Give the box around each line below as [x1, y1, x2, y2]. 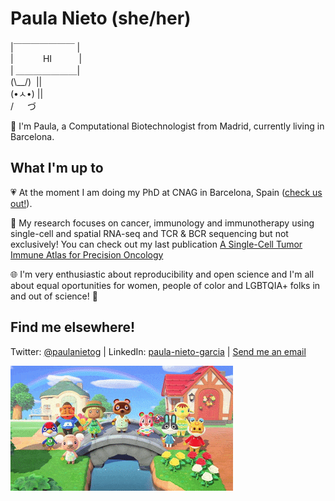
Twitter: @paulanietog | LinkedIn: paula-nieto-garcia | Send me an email [10, 345, 307, 357]
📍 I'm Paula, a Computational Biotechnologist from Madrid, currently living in [10, 120, 325, 132]
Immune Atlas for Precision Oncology [10, 248, 164, 261]
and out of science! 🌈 [10, 290, 98, 302]
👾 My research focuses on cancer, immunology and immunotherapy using [10, 217, 315, 229]
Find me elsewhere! [10, 319, 136, 336]
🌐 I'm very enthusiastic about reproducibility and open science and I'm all [10, 268, 315, 280]
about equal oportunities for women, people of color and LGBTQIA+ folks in [10, 279, 321, 291]
